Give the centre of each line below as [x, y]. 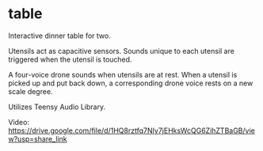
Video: [19, 122]
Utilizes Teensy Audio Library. [57, 107]
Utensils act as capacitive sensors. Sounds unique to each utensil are [122, 51]
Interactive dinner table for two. [59, 36]
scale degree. [30, 91]
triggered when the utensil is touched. [70, 59]
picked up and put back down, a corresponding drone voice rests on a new [131, 83]
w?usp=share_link [38, 138]
